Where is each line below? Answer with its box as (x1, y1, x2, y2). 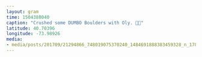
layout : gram (6, 8, 39, 15)
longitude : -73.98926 (6, 31, 61, 37)
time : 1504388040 (6, 14, 50, 20)
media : (6, 36, 23, 42)
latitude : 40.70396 (6, 25, 55, 31)
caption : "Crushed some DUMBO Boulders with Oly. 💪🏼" (6, 20, 144, 26)
